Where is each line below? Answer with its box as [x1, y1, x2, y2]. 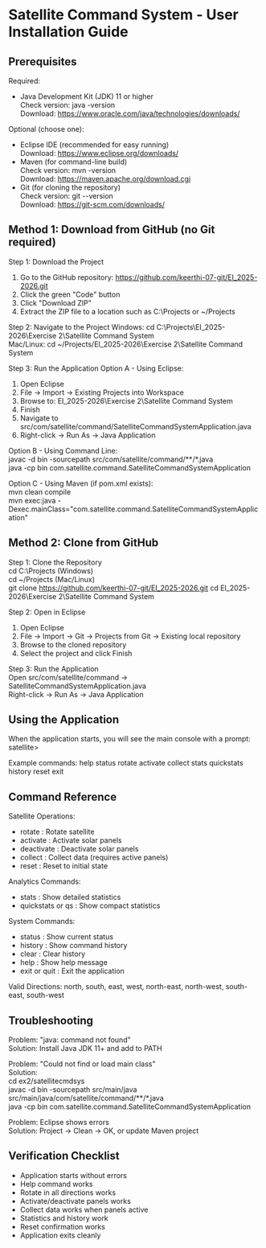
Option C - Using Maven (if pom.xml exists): [8, 478, 154, 488]
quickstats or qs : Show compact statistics [19, 901, 161, 910]
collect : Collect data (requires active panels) [19, 852, 169, 862]
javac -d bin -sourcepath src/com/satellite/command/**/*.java [8, 454, 214, 464]
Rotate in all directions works [19, 1188, 117, 1197]
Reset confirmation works [19, 1221, 106, 1231]
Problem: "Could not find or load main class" [8, 1059, 156, 1069]
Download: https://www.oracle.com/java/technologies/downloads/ [19, 109, 240, 118]
